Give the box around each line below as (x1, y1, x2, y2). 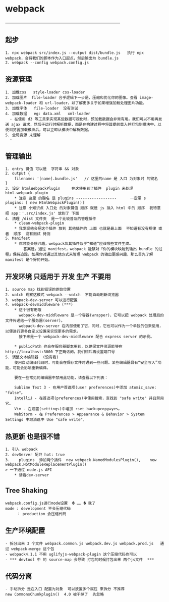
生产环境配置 (5, 526, 45, 535)
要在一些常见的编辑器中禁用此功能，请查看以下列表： (14, 375, 108, 380)
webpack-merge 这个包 (11, 546, 54, 552)
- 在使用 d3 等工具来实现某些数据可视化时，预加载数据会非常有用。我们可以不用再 (10, 117, 159, 122)
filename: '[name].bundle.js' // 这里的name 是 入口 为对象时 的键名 (14, 176, 158, 182)
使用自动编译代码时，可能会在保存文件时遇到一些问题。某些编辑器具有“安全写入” (14, 360, 158, 365)
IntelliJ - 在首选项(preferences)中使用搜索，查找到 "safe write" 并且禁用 (14, 396, 164, 401)
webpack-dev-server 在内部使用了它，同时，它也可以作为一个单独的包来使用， (18, 323, 163, 329)
